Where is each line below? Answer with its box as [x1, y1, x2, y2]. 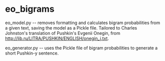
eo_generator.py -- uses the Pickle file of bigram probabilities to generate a [5, 45, 158, 51]
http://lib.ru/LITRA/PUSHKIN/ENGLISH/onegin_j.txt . [5, 35, 109, 41]
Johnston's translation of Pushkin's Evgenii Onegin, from [5, 30, 121, 36]
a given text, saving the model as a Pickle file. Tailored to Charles [5, 25, 137, 30]
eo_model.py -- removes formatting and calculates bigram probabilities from [5, 20, 160, 26]
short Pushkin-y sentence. [5, 50, 59, 56]
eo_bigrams [5, 3, 55, 15]
